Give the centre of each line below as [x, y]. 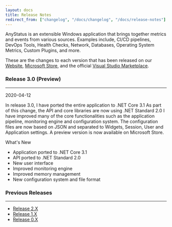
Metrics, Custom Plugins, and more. [43, 50]
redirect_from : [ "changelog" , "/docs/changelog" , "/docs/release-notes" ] [86, 19]
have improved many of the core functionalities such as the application [80, 116]
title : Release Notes [28, 15]
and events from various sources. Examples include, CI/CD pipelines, [78, 39]
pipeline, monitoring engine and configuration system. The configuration [82, 121]
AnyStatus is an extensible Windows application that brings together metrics [86, 34]
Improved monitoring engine [42, 168]
